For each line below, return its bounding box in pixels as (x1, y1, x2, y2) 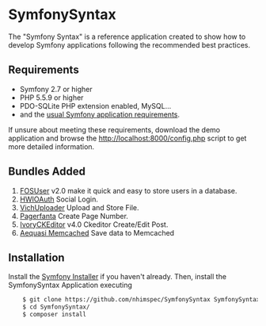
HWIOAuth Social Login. (19, 194, 99, 204)
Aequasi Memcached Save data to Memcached (19, 228, 175, 237)
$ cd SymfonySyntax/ (22, 303, 90, 311)
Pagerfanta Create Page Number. (19, 211, 129, 221)
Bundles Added (8, 165, 85, 178)
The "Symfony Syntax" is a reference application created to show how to (8, 32, 246, 41)
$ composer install (22, 311, 87, 319)
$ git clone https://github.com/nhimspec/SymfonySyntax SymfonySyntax (22, 296, 260, 304)
